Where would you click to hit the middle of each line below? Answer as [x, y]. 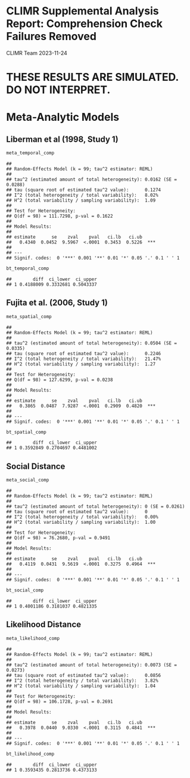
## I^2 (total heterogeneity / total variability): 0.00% [82, 517]
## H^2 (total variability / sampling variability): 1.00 [81, 522]
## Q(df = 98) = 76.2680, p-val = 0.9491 [58, 538]
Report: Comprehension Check [84, 24]
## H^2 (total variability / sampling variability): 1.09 [81, 200]
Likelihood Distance [44, 625]
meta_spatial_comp [29, 316]
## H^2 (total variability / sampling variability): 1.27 [81, 364]
